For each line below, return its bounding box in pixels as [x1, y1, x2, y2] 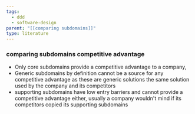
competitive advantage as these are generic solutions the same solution [14, 76, 190, 83]
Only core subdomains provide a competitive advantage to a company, [14, 63, 187, 71]
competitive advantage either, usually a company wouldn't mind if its [14, 95, 181, 102]
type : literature [6, 31, 49, 37]
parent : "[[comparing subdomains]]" [6, 25, 96, 31]
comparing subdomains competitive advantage [6, 50, 145, 58]
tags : [6, 8, 19, 15]
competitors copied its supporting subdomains [14, 101, 128, 108]
